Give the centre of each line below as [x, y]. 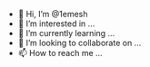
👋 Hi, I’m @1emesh [53, 14]
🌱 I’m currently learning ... [66, 33]
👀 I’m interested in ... [56, 24]
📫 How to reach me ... [60, 53]
